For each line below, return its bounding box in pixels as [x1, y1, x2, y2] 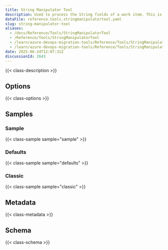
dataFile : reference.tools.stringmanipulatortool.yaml [5, 16, 122, 21]
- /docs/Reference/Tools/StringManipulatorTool [9, 30, 111, 35]
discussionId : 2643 [5, 53, 46, 59]
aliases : [5, 26, 23, 31]
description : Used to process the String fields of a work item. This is [5, 12, 162, 17]
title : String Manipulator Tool [5, 7, 72, 12]
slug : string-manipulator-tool [5, 21, 70, 26]
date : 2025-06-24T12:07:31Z [5, 49, 64, 54]
